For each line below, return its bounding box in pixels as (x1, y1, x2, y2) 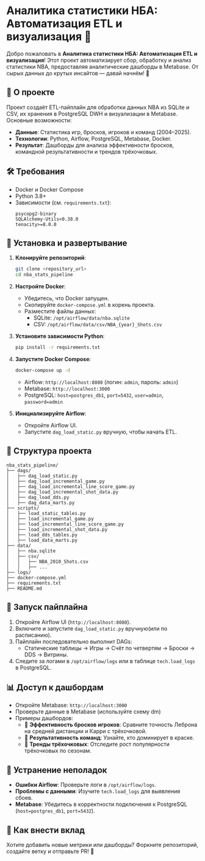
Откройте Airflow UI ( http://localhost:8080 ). (15, 618, 131, 625)
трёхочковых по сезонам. (24, 747, 92, 754)
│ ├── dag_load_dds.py (6, 494, 70, 500)
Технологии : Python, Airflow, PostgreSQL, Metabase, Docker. (15, 135, 172, 142)
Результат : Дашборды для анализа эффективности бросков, (15, 141, 174, 149)
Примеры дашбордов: (15, 715, 73, 722)
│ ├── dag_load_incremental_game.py (6, 478, 105, 484)
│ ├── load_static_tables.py (6, 510, 86, 516)
